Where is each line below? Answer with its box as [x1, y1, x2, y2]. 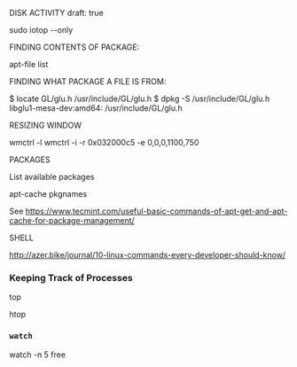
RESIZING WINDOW [9, 120, 82, 130]
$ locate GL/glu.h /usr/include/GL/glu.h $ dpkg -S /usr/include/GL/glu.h [9, 93, 270, 104]
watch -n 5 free [9, 349, 66, 360]
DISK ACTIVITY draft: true [9, 8, 104, 18]
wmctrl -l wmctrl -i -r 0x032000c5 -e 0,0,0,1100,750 [9, 137, 199, 147]
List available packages [9, 172, 95, 182]
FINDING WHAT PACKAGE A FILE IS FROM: [9, 76, 167, 87]
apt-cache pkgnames [9, 189, 88, 199]
